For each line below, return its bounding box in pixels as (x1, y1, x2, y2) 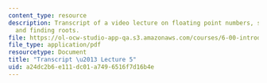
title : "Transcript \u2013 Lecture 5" (8, 56, 137, 64)
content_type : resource (8, 11, 87, 20)
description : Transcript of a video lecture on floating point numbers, (8, 19, 254, 27)
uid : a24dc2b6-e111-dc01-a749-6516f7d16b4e (8, 63, 155, 71)
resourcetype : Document (8, 48, 87, 56)
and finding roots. (15, 26, 80, 34)
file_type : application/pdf (8, 41, 102, 49)
